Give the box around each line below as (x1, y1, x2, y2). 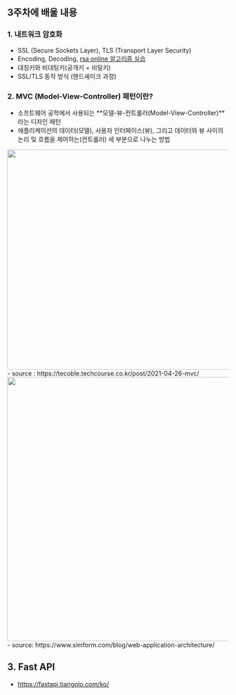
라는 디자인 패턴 (17, 117, 61, 125)
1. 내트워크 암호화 (7, 30, 63, 39)
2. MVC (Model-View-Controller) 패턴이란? (7, 91, 153, 101)
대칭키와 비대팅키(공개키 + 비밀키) (17, 63, 111, 72)
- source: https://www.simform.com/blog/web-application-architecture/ (7, 640, 215, 649)
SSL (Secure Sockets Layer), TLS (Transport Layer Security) (17, 46, 192, 54)
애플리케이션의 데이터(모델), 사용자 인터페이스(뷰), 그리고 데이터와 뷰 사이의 (17, 126, 224, 134)
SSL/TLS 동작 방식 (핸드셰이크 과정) (17, 72, 117, 80)
